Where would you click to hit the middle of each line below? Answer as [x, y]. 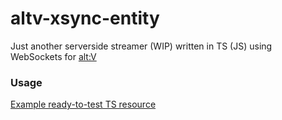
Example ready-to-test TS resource [83, 104]
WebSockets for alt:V [53, 56]
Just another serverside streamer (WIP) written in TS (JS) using [141, 46]
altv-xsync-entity [85, 18]
